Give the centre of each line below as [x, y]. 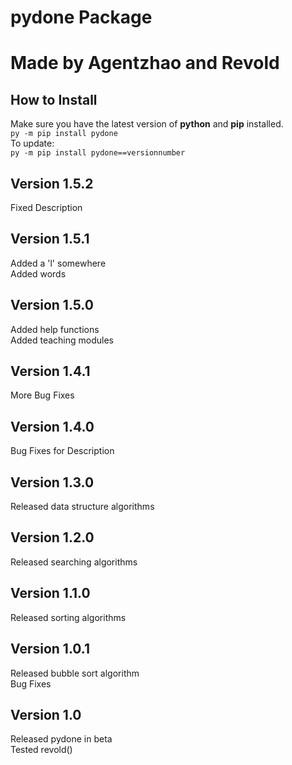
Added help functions [55, 329]
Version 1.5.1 [50, 239]
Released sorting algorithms [68, 617]
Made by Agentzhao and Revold [145, 63]
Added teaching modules [62, 340]
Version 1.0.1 [50, 649]
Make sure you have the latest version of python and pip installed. [147, 124]
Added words [38, 273]
